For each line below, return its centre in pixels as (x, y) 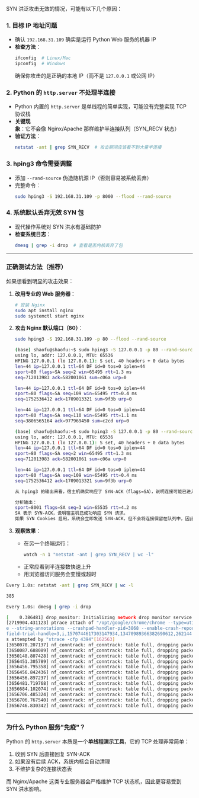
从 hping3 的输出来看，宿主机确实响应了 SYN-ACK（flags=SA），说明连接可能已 (100, 491)
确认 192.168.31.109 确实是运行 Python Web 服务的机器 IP (85, 40)
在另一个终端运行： (47, 543)
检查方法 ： (28, 47)
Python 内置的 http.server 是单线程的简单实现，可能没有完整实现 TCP (100, 107)
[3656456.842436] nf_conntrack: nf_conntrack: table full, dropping (92, 672)
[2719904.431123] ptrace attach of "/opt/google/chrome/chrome (86, 623)
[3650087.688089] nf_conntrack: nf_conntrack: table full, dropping (92, 650)
